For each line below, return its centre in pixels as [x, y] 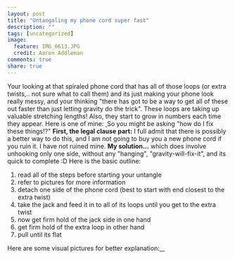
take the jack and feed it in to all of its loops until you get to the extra [116, 204]
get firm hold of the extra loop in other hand [81, 227]
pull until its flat [39, 234]
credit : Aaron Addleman [48, 53]
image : [17, 40]
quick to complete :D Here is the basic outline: [74, 161]
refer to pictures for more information [71, 182]
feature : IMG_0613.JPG [47, 46]
